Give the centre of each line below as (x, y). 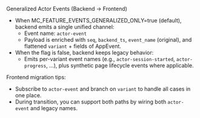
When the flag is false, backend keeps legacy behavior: (84, 53)
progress (35, 66)
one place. (28, 95)
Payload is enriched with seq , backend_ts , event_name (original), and (108, 40)
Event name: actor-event (55, 33)
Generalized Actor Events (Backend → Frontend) (67, 9)
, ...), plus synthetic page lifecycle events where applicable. (120, 65)
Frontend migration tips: (36, 77)
